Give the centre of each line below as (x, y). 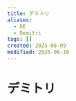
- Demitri (27, 33)
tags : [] (20, 39)
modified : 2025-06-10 (38, 53)
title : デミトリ (28, 13)
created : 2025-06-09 (37, 46)
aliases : (20, 20)
